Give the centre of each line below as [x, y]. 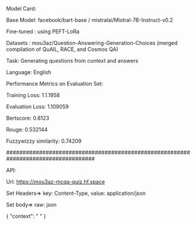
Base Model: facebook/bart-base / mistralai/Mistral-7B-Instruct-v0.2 [90, 20]
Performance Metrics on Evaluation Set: [55, 83]
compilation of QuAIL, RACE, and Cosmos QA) [62, 49]
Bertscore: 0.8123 [28, 118]
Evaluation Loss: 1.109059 [38, 107]
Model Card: [21, 9]
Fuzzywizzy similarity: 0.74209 [44, 141]
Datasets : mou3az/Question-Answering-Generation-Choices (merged [92, 43]
